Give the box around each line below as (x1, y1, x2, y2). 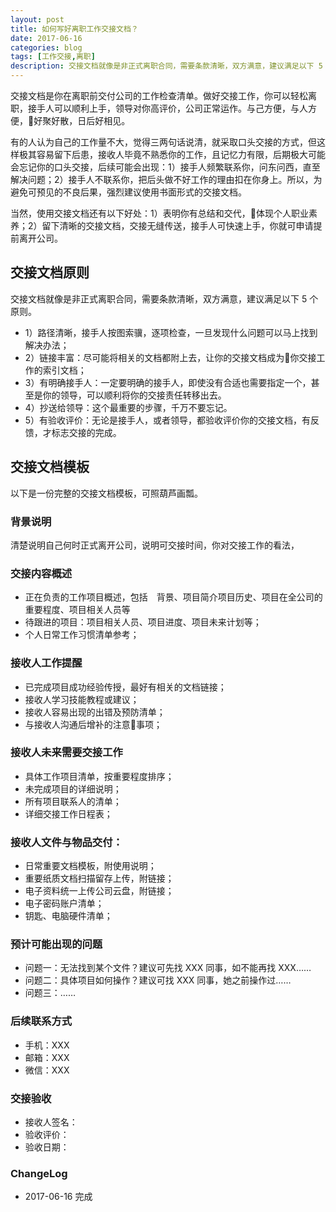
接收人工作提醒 (10, 656, 83, 670)
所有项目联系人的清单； (24, 795, 122, 807)
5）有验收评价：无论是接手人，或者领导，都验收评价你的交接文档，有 (24, 414, 312, 426)
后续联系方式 (10, 1014, 73, 1028)
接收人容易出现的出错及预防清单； (24, 706, 166, 718)
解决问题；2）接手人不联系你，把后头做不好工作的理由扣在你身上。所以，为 (10, 174, 323, 185)
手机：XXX (24, 1039, 70, 1051)
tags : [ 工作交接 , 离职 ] (10, 52, 96, 62)
